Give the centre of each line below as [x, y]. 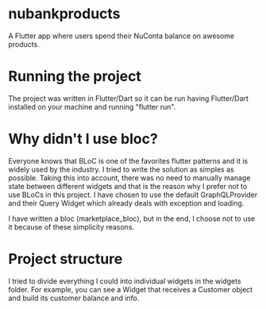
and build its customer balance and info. [74, 298]
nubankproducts [64, 14]
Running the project [75, 77]
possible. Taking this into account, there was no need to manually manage [129, 178]
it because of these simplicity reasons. [71, 226]
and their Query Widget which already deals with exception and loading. [126, 203]
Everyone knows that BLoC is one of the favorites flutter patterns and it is [128, 160]
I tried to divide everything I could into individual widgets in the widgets [125, 281]
